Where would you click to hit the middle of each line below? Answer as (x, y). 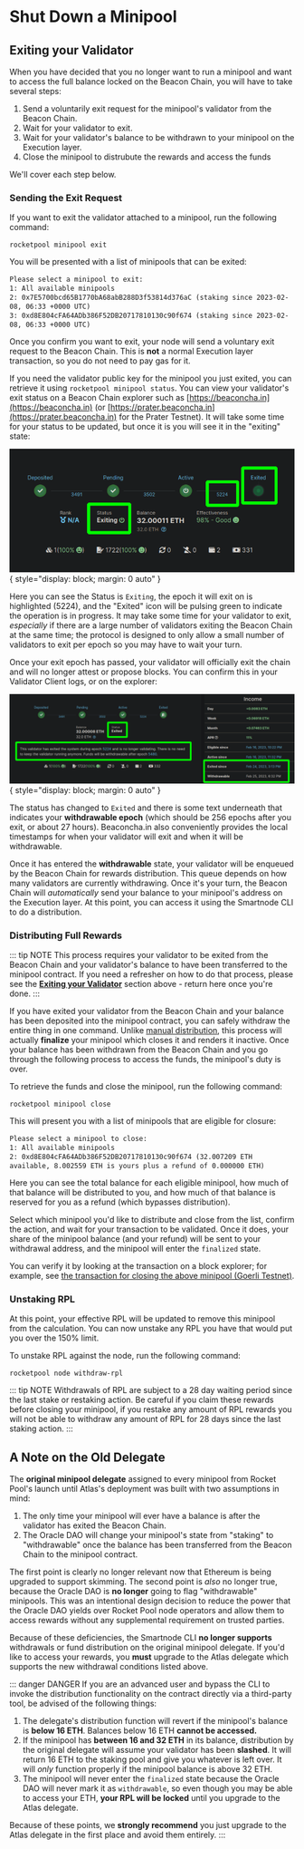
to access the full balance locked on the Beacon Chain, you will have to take (151, 82)
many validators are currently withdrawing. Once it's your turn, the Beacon (148, 883)
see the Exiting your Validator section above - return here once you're (141, 984)
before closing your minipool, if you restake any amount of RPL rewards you (151, 1409)
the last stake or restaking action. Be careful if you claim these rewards (142, 1400)
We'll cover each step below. (63, 174)
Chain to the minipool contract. (80, 1554)
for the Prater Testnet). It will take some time (202, 417)
